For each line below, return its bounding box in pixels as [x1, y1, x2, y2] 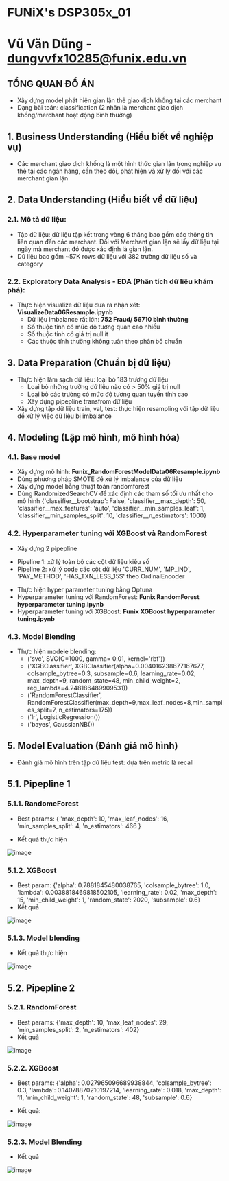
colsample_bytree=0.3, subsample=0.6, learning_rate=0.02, [27, 669, 197, 677]
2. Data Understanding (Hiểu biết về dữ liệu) [7, 194, 199, 206]
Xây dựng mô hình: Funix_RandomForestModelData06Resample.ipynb [16, 468, 221, 476]
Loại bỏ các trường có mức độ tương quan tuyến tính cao [27, 390, 189, 398]
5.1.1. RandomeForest [7, 799, 79, 808]
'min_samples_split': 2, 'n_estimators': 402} [16, 1025, 140, 1033]
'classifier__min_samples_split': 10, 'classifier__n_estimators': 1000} [16, 511, 207, 519]
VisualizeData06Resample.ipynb [16, 307, 113, 316]
